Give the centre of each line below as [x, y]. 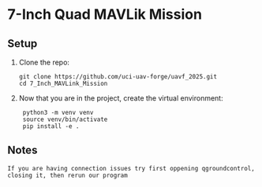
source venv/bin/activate [65, 119]
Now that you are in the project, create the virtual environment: [121, 98]
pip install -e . [51, 126]
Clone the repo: [44, 62]
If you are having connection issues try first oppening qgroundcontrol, [131, 168]
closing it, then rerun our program [67, 175]
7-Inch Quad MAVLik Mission [105, 15]
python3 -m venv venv [58, 112]
